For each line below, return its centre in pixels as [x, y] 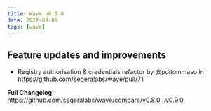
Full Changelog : [30, 93]
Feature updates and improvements [87, 55]
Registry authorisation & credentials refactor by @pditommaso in [111, 72]
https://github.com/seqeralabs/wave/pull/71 [80, 79]
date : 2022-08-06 [33, 20]
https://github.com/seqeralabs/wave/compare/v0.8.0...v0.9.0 [95, 100]
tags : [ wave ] [26, 27]
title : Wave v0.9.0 [36, 14]
